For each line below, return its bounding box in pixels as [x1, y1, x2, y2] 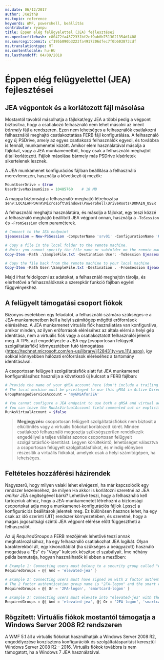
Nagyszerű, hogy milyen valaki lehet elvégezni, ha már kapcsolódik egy [5, 482, 149, 488]
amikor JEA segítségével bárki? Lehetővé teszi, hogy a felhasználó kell [5, 493, 147, 498]
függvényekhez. [5, 284, 38, 290]
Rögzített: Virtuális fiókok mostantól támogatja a [5, 613, 156, 621]
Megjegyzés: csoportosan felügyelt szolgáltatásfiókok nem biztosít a [17, 419, 157, 424]
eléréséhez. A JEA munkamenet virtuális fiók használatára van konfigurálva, [5, 322, 158, 328]
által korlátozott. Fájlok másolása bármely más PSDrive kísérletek [5, 153, 136, 159]
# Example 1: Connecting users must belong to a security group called [5, 564, 154, 568]
